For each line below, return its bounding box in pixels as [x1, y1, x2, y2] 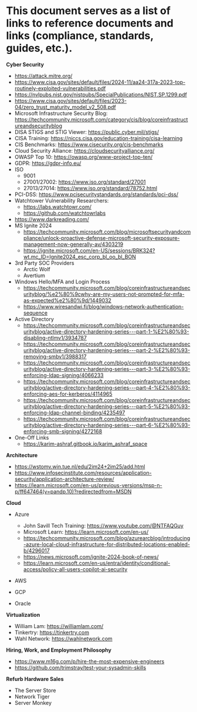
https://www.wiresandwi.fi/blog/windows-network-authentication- [23, 303, 184, 310]
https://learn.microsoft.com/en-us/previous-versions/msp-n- [14, 481, 162, 488]
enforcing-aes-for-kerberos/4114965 [23, 390, 113, 397]
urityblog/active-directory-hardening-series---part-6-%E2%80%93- [23, 421, 191, 428]
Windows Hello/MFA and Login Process [14, 278, 110, 285]
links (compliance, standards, [6, 29, 154, 42]
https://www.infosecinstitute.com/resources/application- [14, 469, 152, 476]
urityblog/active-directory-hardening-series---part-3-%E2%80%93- [23, 365, 191, 372]
